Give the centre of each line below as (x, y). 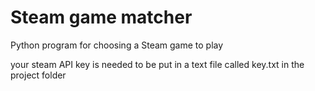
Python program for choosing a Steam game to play (117, 45)
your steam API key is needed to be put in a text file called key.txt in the (157, 64)
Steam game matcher (101, 17)
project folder (38, 75)
